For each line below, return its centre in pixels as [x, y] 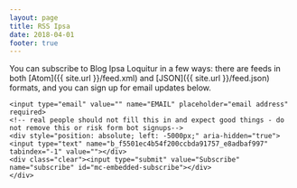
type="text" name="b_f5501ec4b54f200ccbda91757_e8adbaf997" [153, 144]
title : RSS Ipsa [40, 26]
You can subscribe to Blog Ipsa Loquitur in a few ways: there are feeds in [145, 69]
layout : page [34, 18]
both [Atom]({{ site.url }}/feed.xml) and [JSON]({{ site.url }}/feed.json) [139, 79]
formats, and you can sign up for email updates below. [111, 88]
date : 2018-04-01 [42, 34]
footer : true [34, 43]
